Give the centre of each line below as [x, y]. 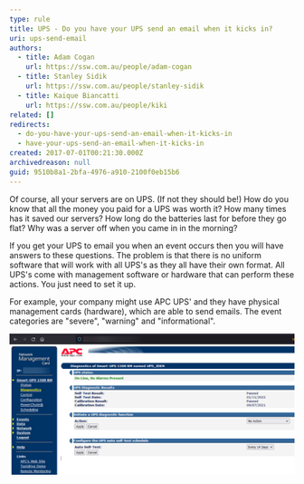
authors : [26, 48]
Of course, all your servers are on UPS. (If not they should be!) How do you [149, 198]
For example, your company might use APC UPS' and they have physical [145, 301]
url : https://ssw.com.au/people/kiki [97, 105]
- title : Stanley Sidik [62, 77]
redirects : [30, 124]
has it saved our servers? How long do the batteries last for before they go [148, 218]
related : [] [32, 115]
